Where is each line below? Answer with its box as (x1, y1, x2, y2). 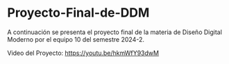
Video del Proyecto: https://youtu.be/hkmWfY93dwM (7, 49, 160, 57)
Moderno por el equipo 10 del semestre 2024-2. (7, 35, 144, 43)
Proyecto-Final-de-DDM (7, 5, 150, 21)
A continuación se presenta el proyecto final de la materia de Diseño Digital (7, 28, 222, 36)
